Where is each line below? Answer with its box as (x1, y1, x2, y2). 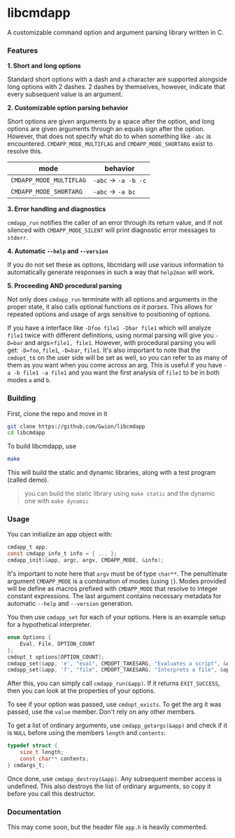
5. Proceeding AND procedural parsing (7, 282, 122, 290)
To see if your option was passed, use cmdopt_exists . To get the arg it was (7, 700, 222, 709)
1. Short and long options (7, 62, 82, 70)
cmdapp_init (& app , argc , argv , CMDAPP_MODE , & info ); (7, 557, 164, 564)
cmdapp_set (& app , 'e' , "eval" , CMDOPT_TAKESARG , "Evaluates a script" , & (7, 660, 227, 667)
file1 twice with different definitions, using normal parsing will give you (7, 331, 214, 339)
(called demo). (7, 475, 49, 485)
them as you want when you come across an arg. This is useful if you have (7, 361, 222, 370)
